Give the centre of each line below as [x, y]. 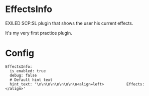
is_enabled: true [28, 71]
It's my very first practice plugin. [39, 33]
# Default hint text [31, 80]
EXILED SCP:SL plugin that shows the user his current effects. [69, 23]
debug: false [23, 75]
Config [20, 53]
